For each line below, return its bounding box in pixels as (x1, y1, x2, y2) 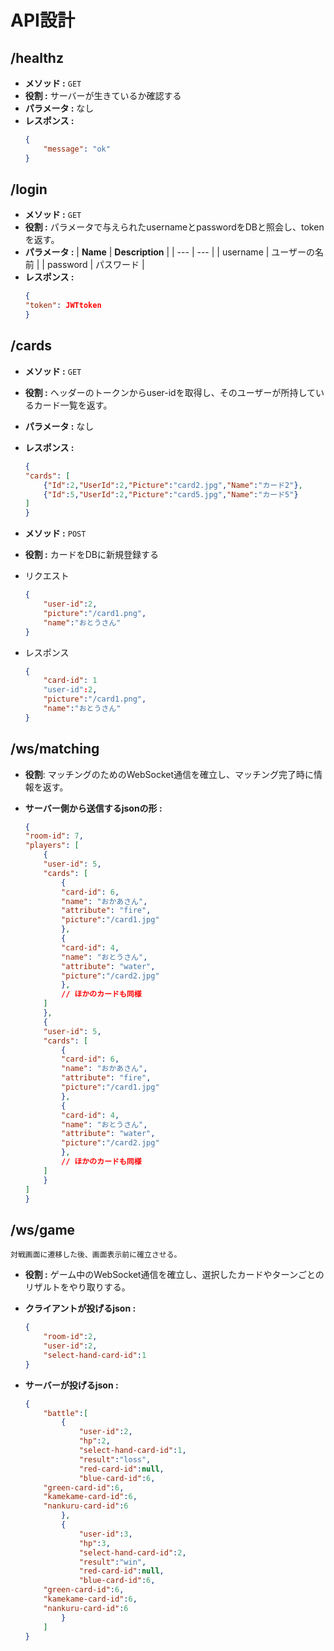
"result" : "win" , (78, 1557, 147, 1567)
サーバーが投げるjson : (24, 1379, 119, 1391)
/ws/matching (10, 741, 100, 758)
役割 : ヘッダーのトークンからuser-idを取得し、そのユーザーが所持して (24, 386, 316, 398)
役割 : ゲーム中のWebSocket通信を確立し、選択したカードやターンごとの (24, 1269, 325, 1281)
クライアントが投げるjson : (24, 1302, 137, 1315)
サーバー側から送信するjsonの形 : (24, 802, 163, 814)
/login (10, 181, 48, 198)
